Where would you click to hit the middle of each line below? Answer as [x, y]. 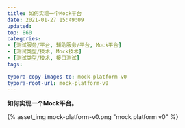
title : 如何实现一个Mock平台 [45, 13]
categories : [24, 39]
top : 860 [20, 33]
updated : [20, 26]
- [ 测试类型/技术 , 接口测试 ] [44, 58]
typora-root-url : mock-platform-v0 [58, 83]
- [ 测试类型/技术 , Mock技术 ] [45, 52]
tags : [15, 64]
